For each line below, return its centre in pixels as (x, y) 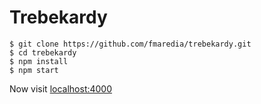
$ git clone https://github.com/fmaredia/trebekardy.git (130, 44)
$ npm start (34, 70)
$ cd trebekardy (43, 52)
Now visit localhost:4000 (61, 88)
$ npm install (39, 61)
